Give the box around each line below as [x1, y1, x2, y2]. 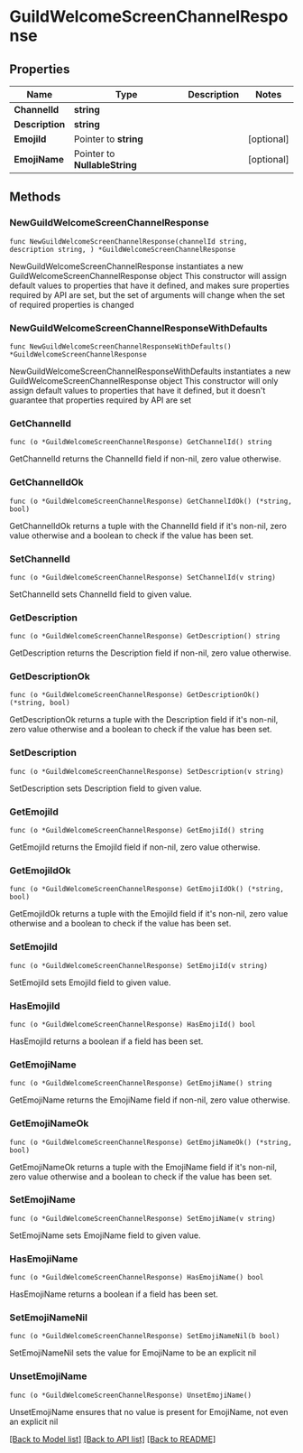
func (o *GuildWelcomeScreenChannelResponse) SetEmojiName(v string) [9, 1214, 277, 1223]
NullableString [73, 159, 137, 171]
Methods [9, 190, 61, 205]
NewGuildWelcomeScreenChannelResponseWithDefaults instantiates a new [9, 366, 291, 377]
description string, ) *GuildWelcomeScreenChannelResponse [9, 245, 236, 254]
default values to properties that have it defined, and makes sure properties [9, 280, 290, 291]
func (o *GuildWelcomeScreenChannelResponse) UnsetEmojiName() [9, 1391, 252, 1400]
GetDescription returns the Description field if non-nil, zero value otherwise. [9, 647, 291, 658]
